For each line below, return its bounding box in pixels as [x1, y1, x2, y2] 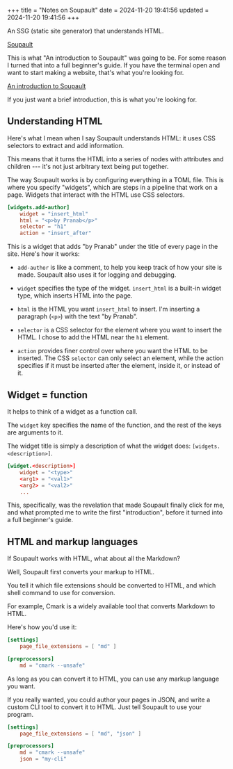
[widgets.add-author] [7, 204, 70, 211]
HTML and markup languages [7, 535, 138, 548]
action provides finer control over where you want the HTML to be [17, 347, 208, 355]
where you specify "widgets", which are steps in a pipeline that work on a [7, 183, 218, 191]
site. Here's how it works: [7, 250, 80, 258]
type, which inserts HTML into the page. [17, 291, 133, 300]
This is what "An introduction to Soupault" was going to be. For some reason [7, 54, 227, 62]
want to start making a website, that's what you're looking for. [7, 69, 184, 76]
